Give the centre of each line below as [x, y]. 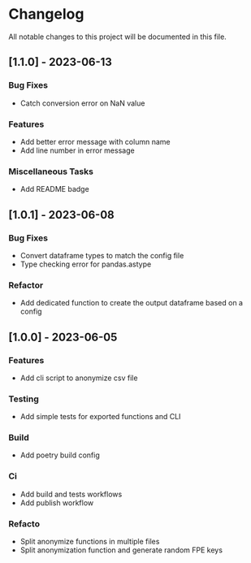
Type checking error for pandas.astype [86, 264]
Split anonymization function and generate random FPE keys [121, 550]
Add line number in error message [78, 150]
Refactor [26, 285]
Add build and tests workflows [71, 494]
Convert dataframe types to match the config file [102, 255]
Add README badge [54, 189]
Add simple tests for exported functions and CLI [100, 417]
